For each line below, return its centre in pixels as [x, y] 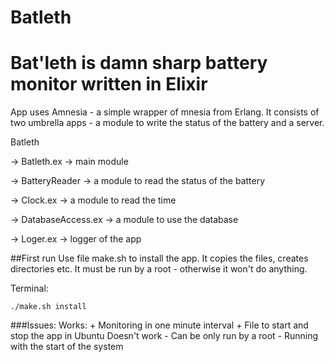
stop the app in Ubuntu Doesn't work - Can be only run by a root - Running [164, 336]
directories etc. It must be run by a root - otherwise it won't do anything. [159, 269]
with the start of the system [67, 347]
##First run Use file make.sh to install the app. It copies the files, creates [159, 258]
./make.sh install [48, 307]
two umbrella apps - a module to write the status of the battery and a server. [167, 123]
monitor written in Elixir [109, 84]
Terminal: [29, 288]
